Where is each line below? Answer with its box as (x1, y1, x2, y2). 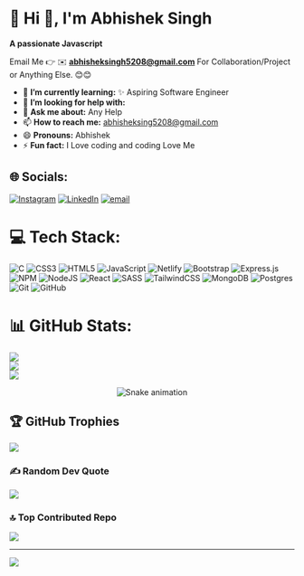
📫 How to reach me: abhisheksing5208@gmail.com (22, 117, 219, 127)
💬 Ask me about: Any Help (22, 106, 122, 117)
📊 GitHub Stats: (9, 316, 133, 335)
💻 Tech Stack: (9, 226, 121, 247)
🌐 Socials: (9, 169, 69, 184)
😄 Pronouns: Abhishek (22, 129, 110, 140)
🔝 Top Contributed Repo (9, 511, 118, 524)
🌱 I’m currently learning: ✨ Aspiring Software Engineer (22, 86, 229, 98)
